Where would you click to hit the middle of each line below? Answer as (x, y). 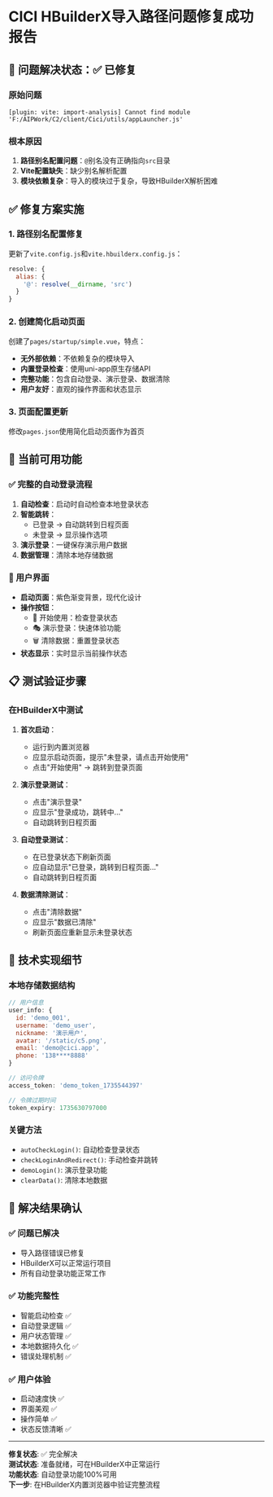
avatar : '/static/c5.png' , (61, 1040)
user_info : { (30, 1011)
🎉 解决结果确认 (45, 1208)
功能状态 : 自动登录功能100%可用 (63, 1474)
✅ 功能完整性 (34, 1296)
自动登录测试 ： (45, 839)
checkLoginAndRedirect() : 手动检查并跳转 (89, 1159)
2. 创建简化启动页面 (47, 322)
